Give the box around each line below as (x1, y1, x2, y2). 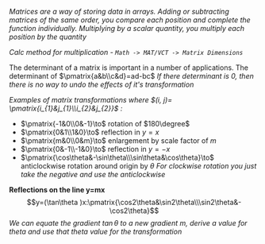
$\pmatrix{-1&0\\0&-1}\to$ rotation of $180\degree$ (20, 119, 190, 128)
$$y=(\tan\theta (26, 198, 79, 207)
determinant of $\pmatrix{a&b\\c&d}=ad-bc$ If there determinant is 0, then (9, 72, 255, 80)
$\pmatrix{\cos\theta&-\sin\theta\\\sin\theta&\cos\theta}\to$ (20, 153, 215, 162)
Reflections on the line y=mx (9, 185, 106, 194)
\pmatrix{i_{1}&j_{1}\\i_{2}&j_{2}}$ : (9, 103, 123, 113)
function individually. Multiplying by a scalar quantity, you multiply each (9, 24, 245, 33)
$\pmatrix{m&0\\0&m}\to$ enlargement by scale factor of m (20, 136, 217, 145)
